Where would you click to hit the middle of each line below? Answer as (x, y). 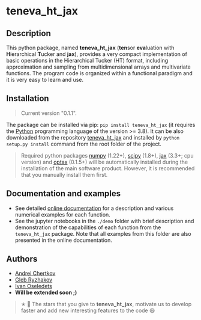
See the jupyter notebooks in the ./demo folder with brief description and (104, 221)
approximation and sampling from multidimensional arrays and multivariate (98, 67)
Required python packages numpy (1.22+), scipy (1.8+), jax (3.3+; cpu (107, 155)
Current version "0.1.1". (49, 113)
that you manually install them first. (64, 174)
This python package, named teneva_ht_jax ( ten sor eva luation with (90, 48)
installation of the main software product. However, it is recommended (108, 168)
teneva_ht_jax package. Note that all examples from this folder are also (103, 233)
